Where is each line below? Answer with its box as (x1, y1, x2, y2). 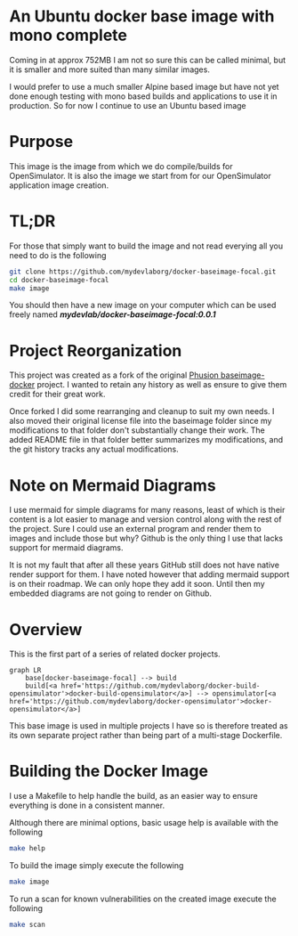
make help (9, 844, 46, 853)
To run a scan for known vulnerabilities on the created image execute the (9, 893, 278, 904)
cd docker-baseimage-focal (9, 275, 109, 284)
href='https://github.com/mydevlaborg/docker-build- (60, 681, 261, 691)
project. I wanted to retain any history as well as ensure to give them (36, 379, 287, 390)
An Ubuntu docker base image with (9, 6, 275, 27)
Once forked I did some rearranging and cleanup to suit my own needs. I (9, 406, 275, 417)
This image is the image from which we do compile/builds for (9, 160, 233, 171)
